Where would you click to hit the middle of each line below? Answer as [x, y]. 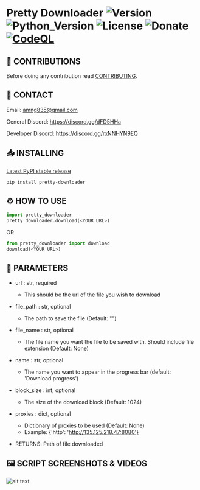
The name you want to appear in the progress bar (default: [98, 372]
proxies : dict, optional [43, 413]
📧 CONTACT [30, 95]
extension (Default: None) [57, 348]
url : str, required [36, 282]
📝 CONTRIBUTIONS [43, 61]
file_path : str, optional [43, 306]
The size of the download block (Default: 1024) [83, 402]
